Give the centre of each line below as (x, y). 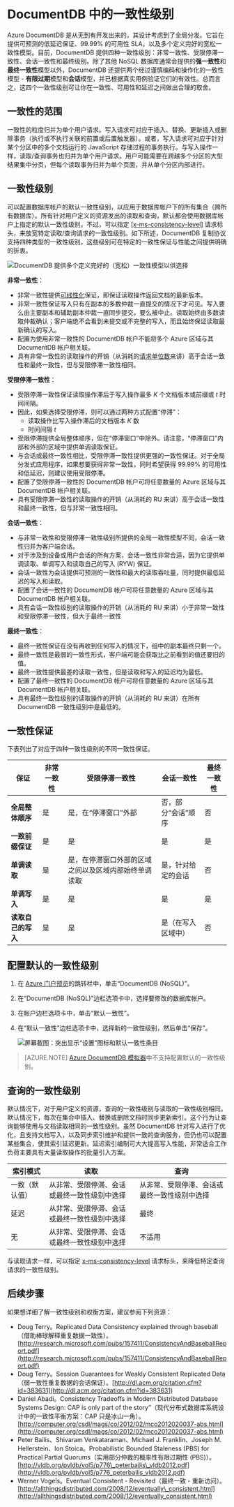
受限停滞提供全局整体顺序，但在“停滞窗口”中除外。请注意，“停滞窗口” (117, 438)
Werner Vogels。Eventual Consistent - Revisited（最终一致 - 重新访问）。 (122, 1480)
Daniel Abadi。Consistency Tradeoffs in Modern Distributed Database (117, 1398)
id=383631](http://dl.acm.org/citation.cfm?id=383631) (95, 1390)
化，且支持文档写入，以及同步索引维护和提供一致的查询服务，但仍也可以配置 (117, 1135)
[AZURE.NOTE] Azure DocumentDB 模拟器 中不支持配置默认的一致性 (122, 1057)
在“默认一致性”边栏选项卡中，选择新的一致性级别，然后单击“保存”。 (114, 1028)
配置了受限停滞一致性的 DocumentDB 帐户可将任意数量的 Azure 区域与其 (122, 482)
